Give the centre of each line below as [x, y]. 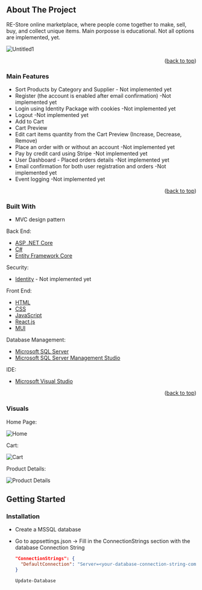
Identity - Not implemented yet [53, 279]
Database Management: [36, 340]
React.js [25, 322]
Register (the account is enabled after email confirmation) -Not [93, 96]
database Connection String [50, 548]
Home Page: [22, 422]
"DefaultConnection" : [48, 564]
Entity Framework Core [43, 256]
